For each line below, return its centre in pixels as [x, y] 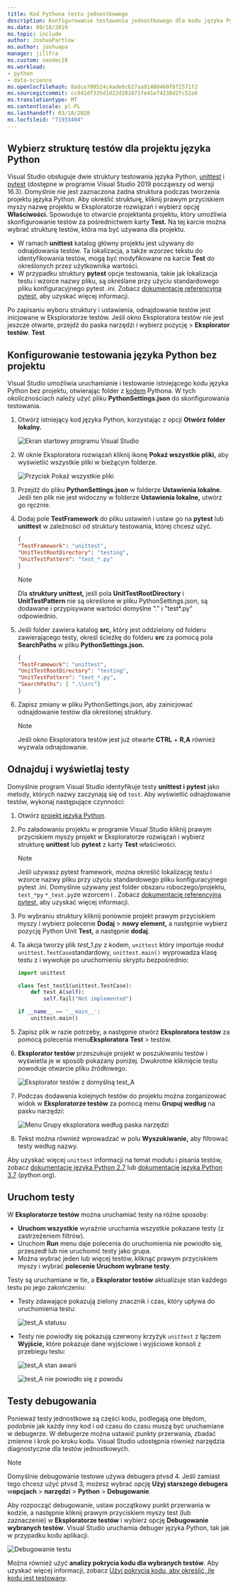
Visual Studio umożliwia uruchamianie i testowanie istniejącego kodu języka [118, 383]
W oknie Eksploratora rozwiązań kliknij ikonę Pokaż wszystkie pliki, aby [123, 455]
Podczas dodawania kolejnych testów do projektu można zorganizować [122, 1096]
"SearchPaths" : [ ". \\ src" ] [59, 684]
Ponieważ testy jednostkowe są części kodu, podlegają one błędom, [107, 1418]
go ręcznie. [34, 505]
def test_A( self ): [58, 993]
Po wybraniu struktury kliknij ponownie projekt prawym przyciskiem [117, 916]
